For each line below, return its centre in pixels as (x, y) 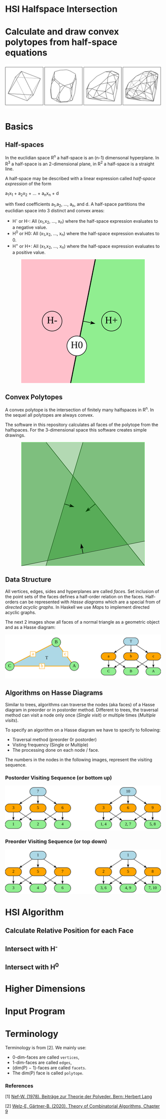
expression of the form (28, 184)
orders (12, 602)
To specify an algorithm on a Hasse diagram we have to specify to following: (83, 730)
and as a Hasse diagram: (30, 628)
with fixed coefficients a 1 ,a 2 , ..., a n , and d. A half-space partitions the (75, 205)
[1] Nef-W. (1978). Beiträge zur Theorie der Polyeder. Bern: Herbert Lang (79, 1096)
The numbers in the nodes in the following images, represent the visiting (79, 759)
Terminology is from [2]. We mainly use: (46, 1047)
